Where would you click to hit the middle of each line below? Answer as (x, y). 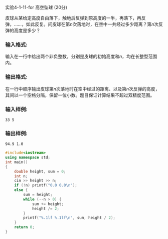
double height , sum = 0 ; (40, 171)
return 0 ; (25, 227)
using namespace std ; (28, 157)
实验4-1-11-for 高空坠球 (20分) (36, 7)
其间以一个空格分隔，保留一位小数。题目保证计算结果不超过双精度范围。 (80, 95)
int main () (17, 162)
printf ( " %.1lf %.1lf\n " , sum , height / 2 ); (69, 218)
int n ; (21, 176)
